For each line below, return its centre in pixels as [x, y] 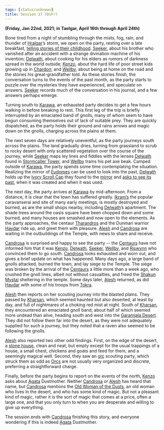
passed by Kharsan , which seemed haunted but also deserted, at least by [79, 299]
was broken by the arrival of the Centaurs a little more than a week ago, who [82, 269]
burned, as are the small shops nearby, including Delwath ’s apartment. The [81, 207]
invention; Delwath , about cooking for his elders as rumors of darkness [77, 58]
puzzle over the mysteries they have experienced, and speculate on [73, 85]
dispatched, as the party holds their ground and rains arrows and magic [77, 125]
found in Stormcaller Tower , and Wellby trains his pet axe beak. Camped [78, 161]
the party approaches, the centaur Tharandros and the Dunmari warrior [77, 223]
